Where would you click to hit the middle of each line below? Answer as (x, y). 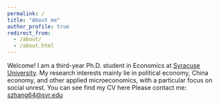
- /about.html (34, 46)
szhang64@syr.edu (35, 95)
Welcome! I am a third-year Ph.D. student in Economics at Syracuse (104, 65)
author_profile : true (38, 26)
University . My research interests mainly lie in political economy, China (108, 73)
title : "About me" (34, 20)
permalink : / (26, 14)
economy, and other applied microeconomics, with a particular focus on (110, 80)
